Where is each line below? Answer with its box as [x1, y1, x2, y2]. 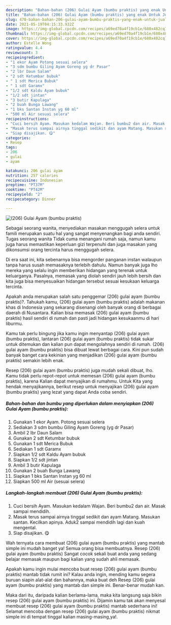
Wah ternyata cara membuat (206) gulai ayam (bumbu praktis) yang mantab [6, 539, 165, 546]
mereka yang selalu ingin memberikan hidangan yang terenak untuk [6, 267, 148, 273]
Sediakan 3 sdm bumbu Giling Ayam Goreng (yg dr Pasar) [13, 424, 134, 430]
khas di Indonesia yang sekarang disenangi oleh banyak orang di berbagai [6, 304, 161, 310]
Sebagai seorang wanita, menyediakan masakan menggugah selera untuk [6, 225, 160, 231]
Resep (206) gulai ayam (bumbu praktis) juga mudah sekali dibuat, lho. [6, 367, 154, 373]
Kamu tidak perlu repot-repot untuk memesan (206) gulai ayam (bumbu [6, 372, 155, 378]
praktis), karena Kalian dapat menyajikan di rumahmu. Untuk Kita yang [6, 378, 153, 384]
